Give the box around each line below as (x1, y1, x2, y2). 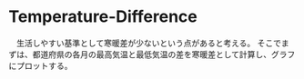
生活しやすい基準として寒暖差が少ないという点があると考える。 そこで (15, 37, 281, 48)
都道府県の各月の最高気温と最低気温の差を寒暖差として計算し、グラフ (32, 48, 296, 60)
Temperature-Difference (8, 6, 198, 27)
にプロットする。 (8, 60, 73, 71)
